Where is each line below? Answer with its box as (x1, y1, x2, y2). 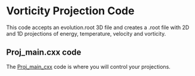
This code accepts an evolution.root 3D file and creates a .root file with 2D (6, 24, 190, 31)
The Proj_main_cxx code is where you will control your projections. (6, 63, 170, 70)
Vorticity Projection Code (6, 4, 135, 18)
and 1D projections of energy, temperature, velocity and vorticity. (6, 30, 166, 37)
